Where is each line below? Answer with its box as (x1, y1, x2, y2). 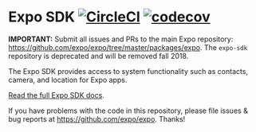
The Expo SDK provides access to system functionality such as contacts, (8, 66, 249, 76)
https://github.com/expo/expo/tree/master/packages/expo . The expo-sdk (8, 42, 248, 52)
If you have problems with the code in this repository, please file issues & (8, 106, 249, 115)
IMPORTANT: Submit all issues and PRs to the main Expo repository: (8, 34, 234, 44)
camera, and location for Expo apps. (8, 75, 128, 84)
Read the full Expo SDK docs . (8, 90, 105, 99)
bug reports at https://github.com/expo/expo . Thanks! (8, 114, 186, 123)
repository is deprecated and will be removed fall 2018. (8, 51, 189, 60)
